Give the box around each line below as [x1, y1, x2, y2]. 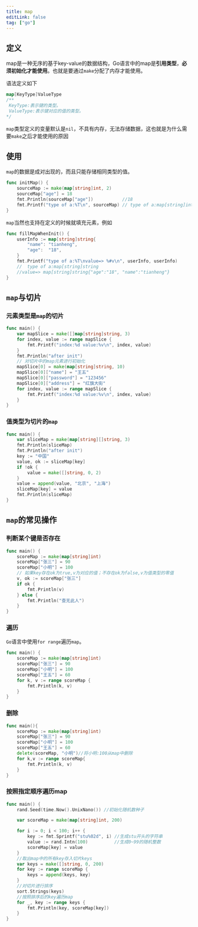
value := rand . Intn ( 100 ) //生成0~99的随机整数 [27, 839, 161, 845]
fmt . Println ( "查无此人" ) [27, 598, 85, 604]
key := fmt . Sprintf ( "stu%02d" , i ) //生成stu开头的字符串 [27, 834, 163, 840]
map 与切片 [6, 292, 42, 302]
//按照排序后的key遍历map [16, 894, 74, 900]
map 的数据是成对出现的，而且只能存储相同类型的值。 [6, 168, 133, 175]
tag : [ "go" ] [6, 20, 35, 25]
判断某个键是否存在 [6, 534, 61, 543]
